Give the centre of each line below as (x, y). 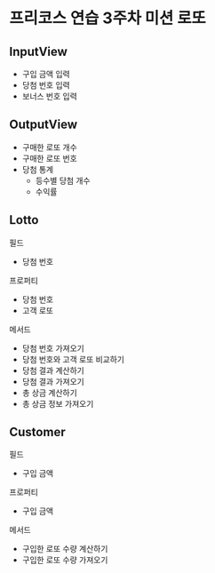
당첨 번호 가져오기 (53, 348)
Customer (37, 432)
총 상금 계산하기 (49, 393)
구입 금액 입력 (46, 74)
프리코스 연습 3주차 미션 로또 (107, 18)
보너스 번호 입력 (49, 96)
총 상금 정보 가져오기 (58, 403)
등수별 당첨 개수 (63, 180)
